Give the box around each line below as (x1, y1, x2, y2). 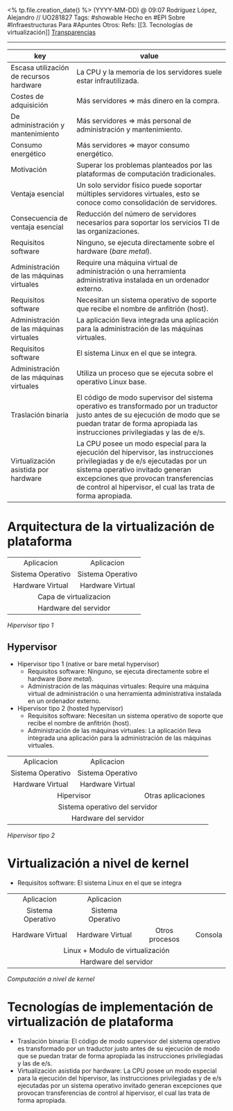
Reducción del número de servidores (76, 209, 197, 219)
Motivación (10, 165, 47, 174)
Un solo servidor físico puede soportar (76, 180, 202, 190)
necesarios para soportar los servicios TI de (76, 218, 220, 227)
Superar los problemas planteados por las (76, 160, 213, 170)
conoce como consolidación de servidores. (76, 198, 217, 207)
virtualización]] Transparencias (7, 28, 96, 36)
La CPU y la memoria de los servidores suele (76, 68, 223, 77)
